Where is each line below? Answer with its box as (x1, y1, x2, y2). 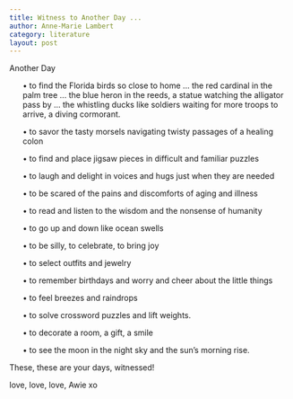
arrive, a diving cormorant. (22, 109, 121, 120)
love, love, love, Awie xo (9, 379, 99, 391)
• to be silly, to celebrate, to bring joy (22, 240, 159, 252)
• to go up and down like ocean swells (22, 223, 164, 234)
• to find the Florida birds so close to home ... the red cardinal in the (22, 80, 273, 91)
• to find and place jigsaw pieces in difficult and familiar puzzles (22, 154, 260, 164)
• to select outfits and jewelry (22, 258, 132, 269)
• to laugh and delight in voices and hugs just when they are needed (22, 171, 275, 182)
